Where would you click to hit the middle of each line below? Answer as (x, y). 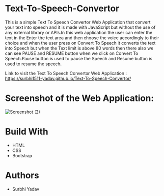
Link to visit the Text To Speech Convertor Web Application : (66, 73)
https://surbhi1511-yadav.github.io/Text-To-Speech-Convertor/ (68, 78)
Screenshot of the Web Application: (80, 98)
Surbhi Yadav (26, 189)
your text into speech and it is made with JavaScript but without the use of (80, 27)
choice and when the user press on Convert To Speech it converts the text (80, 43)
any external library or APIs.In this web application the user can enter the (79, 32)
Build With (27, 132)
